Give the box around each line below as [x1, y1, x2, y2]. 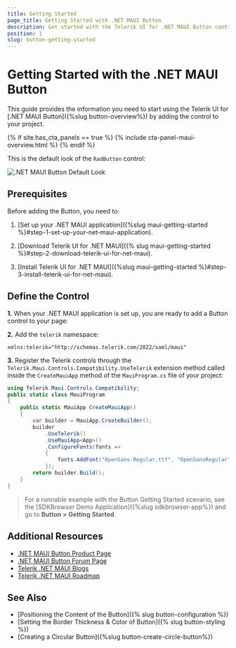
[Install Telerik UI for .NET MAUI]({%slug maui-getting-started [17, 263, 197, 271]
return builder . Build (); [32, 470, 105, 477]
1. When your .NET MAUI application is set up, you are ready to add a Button [7, 309, 228, 317]
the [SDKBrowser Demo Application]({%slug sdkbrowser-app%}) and [24, 503, 226, 511]
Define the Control [7, 291, 90, 303]
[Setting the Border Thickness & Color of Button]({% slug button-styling [17, 618, 225, 626]
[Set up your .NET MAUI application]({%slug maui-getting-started [17, 220, 209, 229]
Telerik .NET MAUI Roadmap [17, 571, 100, 580]
